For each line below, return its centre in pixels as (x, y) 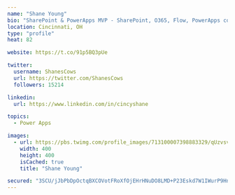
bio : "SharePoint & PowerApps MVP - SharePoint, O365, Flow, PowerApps (114, 20)
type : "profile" (31, 33)
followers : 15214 (39, 85)
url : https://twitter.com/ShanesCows (69, 78)
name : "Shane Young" (37, 14)
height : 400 (37, 155)
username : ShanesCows (45, 72)
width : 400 (36, 149)
